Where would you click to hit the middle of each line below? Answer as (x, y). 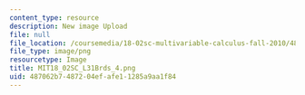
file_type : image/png (50, 52)
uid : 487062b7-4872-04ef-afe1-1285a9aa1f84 (93, 77)
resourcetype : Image (49, 60)
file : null (30, 34)
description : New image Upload (69, 26)
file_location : (38, 43)
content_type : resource (54, 18)
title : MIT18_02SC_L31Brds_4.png (73, 69)
